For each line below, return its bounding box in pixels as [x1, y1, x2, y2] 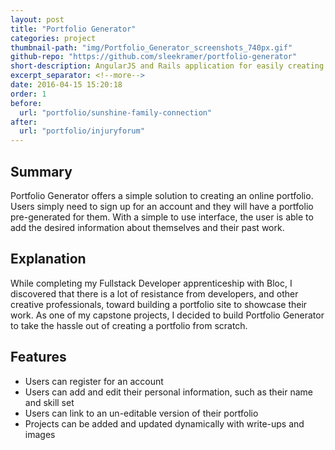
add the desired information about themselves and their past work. [10, 221, 285, 233]
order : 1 [10, 89, 47, 99]
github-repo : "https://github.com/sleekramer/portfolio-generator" [10, 52, 298, 62]
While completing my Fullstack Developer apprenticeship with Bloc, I [10, 277, 293, 289]
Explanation [10, 251, 87, 268]
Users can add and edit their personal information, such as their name [24, 386, 313, 398]
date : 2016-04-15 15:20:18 [10, 80, 123, 90]
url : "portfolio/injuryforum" [19, 126, 145, 136]
